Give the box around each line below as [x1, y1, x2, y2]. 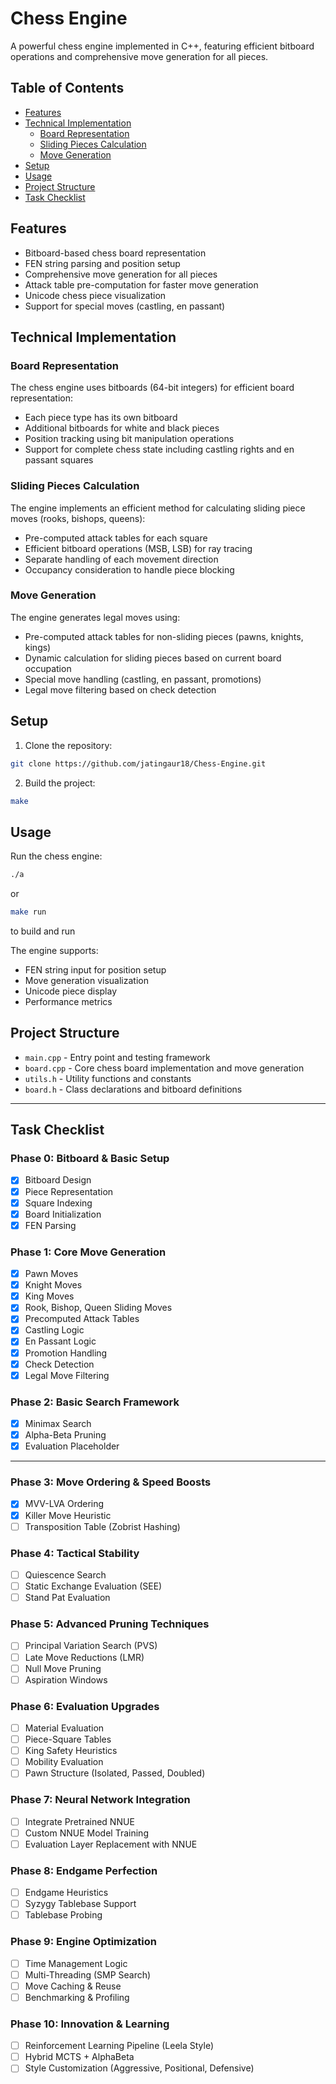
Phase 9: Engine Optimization [10, 1935, 157, 1949]
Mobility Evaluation [24, 1756, 104, 1768]
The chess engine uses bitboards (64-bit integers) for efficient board [10, 382, 295, 394]
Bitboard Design [24, 1174, 92, 1186]
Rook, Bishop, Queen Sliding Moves [24, 1302, 173, 1314]
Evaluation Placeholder [24, 1440, 120, 1452]
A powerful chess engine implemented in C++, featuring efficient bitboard [10, 40, 315, 52]
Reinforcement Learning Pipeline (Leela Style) [24, 2040, 215, 2052]
